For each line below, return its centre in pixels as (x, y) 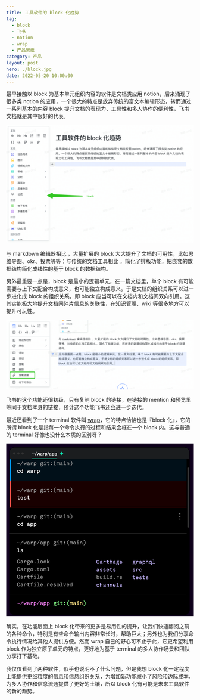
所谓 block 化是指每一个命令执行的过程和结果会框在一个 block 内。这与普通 (98, 428)
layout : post (22, 63)
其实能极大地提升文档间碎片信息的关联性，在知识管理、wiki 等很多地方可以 (98, 303)
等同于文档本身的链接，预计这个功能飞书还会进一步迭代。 (76, 407)
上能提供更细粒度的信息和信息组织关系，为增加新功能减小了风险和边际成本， (100, 676)
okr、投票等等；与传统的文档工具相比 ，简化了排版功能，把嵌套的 (107, 261)
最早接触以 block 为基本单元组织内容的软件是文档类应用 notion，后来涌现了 (99, 94)
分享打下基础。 (24, 656)
